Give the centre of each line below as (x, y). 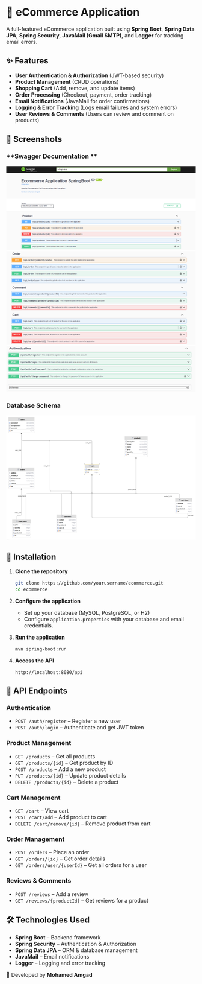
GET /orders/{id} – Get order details (60, 859)
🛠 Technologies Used (48, 920)
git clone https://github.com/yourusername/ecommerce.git (89, 583)
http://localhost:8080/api (49, 672)
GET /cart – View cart (42, 811)
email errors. (22, 42)
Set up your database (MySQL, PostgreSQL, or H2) (87, 612)
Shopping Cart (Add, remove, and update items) (75, 88)
